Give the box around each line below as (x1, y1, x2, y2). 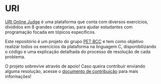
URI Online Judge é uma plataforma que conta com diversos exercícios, (5, 19, 149, 25)
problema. (5, 54, 26, 59)
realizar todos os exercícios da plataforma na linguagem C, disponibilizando (5, 43, 157, 49)
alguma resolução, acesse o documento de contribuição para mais (5, 68, 138, 74)
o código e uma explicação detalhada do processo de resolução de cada (5, 49, 151, 55)
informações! (5, 73, 32, 79)
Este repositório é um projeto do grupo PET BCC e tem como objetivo (5, 38, 144, 44)
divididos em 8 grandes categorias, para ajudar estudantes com (5, 24, 133, 29)
